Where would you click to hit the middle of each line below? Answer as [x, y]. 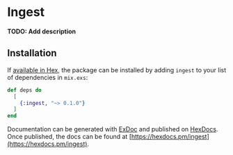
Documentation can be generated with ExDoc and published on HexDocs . [113, 129]
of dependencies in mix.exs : [48, 77]
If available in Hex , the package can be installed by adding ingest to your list [117, 70]
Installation [32, 53]
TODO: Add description [42, 31]
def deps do [24, 90]
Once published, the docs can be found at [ [70, 137]
